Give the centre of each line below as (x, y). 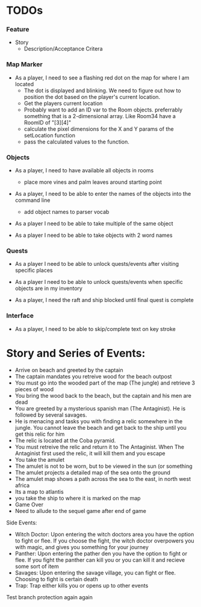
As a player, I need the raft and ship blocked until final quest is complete (104, 300)
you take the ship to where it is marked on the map (78, 498)
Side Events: (22, 523)
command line (32, 200)
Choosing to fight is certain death (56, 579)
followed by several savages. (51, 415)
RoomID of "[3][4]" (47, 122)
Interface (20, 316)
